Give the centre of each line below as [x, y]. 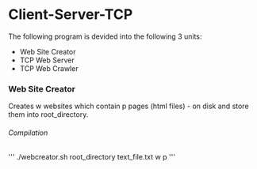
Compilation [28, 133]
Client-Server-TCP [71, 15]
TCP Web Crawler [49, 68]
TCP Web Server [47, 60]
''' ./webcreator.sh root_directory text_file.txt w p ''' [92, 157]
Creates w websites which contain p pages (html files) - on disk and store [128, 106]
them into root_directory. [48, 115]
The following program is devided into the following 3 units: [105, 36]
